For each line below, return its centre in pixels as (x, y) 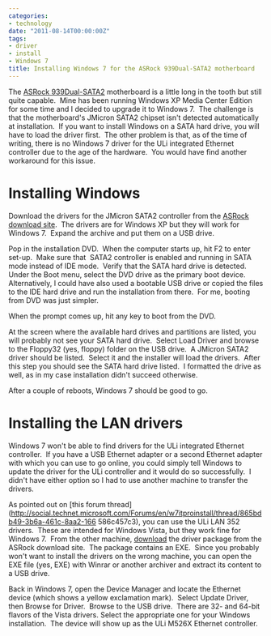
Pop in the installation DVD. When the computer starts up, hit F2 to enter (129, 249)
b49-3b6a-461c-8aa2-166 (53, 521)
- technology (30, 23)
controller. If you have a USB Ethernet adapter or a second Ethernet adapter (135, 454)
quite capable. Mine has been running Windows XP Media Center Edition (131, 100)
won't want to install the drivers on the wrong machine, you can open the (130, 556)
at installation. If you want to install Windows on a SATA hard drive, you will (134, 126)
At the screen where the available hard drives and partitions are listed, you (132, 331)
